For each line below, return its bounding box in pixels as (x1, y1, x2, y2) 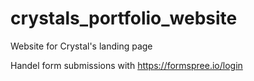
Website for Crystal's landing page (10, 40, 153, 52)
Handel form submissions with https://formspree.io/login (10, 59, 243, 71)
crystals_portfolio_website (10, 7, 238, 30)
